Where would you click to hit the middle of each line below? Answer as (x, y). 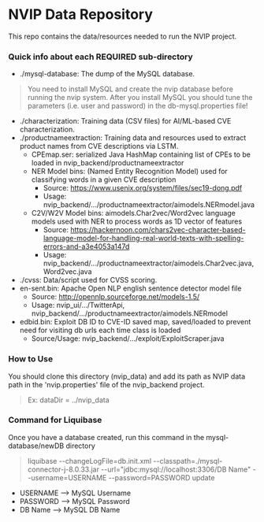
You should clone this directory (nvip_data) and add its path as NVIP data (127, 376)
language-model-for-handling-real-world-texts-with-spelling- (143, 239)
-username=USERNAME (67, 477)
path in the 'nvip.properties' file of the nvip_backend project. (106, 384)
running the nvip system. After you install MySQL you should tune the (140, 98)
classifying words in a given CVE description (104, 180)
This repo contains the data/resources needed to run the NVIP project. (123, 36)
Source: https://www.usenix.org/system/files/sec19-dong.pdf (143, 188)
